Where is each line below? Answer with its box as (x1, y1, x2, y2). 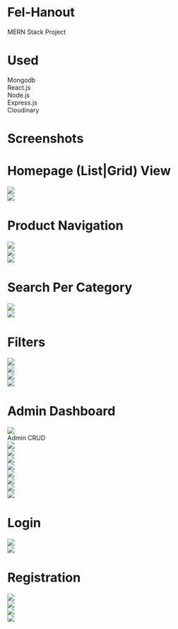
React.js (7, 83, 31, 92)
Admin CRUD (7, 433, 46, 442)
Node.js (7, 90, 30, 99)
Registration (7, 570, 81, 585)
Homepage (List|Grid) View (7, 163, 171, 179)
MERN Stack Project (7, 28, 66, 36)
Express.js (7, 98, 37, 107)
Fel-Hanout (7, 4, 76, 20)
